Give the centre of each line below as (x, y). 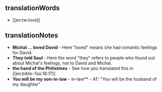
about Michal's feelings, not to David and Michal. (62, 63)
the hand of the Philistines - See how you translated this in (73, 68)
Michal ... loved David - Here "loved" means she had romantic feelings (85, 47)
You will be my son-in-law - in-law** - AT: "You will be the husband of (84, 79)
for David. (22, 52)
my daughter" (26, 84)
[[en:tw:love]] (26, 20)
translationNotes (32, 36)
